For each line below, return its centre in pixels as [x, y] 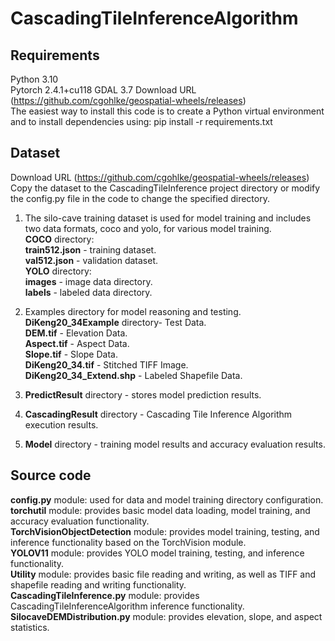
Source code [51, 475]
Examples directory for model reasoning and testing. [133, 311]
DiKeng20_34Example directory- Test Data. [115, 322]
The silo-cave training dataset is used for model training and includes [168, 218]
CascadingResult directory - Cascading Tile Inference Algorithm [158, 414]
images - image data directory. [88, 281]
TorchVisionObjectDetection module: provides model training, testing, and [165, 531]
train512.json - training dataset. [90, 249]
